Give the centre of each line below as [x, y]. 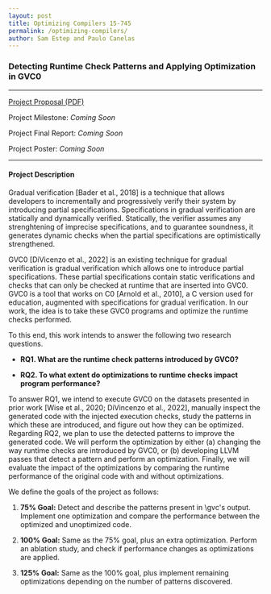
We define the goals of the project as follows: [84, 492]
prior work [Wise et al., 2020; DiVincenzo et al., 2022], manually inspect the [134, 407]
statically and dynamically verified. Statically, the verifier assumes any [125, 218]
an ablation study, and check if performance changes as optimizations [137, 548]
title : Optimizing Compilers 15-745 [70, 23]
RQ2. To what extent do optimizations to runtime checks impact [129, 375]
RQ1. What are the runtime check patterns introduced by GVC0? [129, 359]
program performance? [60, 383]
